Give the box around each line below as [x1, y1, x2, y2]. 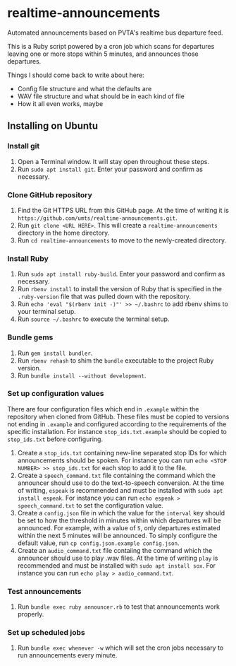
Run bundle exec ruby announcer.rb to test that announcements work [17, 602, 221, 611]
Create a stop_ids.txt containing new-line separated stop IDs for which [17, 448, 227, 457]
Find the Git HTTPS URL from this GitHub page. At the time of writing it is [17, 206, 229, 214]
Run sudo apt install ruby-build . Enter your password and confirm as [17, 270, 225, 279]
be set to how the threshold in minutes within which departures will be [17, 516, 221, 525]
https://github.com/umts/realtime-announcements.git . [17, 214, 178, 222]
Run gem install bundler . [17, 349, 93, 357]
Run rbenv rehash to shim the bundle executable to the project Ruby [17, 356, 214, 365]
